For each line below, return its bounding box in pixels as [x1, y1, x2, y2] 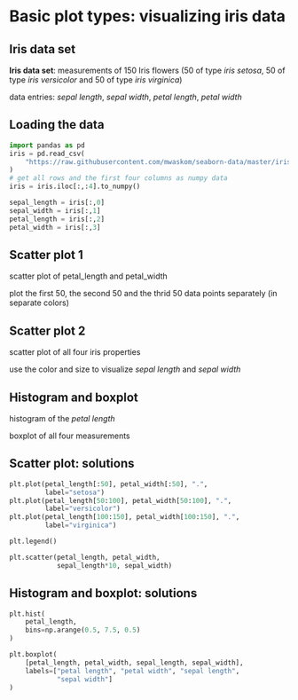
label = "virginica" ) [44, 521, 117, 530]
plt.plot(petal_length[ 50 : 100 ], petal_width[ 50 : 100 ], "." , [9, 496, 232, 505]
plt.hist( [9, 610, 46, 618]
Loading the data [9, 117, 105, 132]
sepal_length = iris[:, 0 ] [9, 198, 105, 208]
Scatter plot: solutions [9, 456, 135, 471]
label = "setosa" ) [44, 488, 105, 497]
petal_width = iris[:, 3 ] [9, 223, 101, 232]
